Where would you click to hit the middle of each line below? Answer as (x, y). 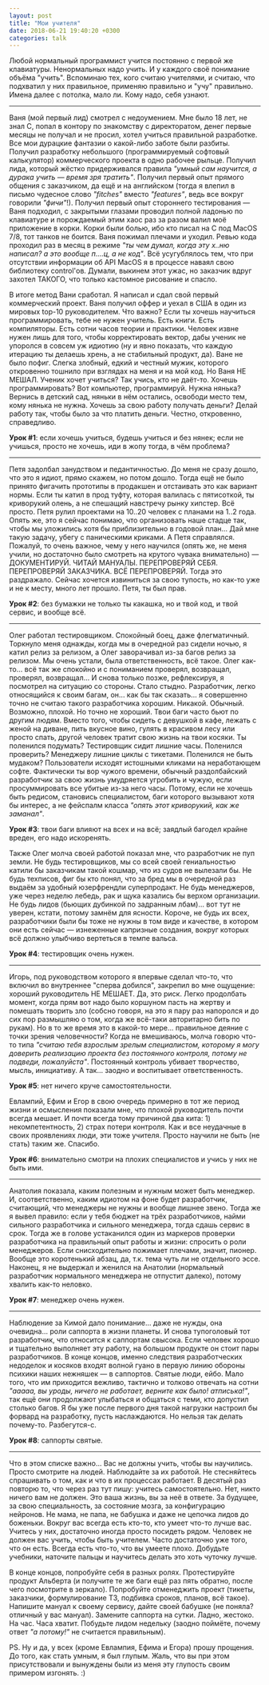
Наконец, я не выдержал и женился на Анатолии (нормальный (117, 1267)
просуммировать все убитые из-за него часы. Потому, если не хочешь (131, 788)
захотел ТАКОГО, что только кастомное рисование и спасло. (113, 279)
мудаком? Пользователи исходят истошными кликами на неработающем (135, 763)
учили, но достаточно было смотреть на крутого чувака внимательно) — (134, 554)
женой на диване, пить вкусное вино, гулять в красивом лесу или (122, 729)
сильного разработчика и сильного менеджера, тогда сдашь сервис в (130, 1225)
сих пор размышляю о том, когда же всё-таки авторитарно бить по (125, 1019)
